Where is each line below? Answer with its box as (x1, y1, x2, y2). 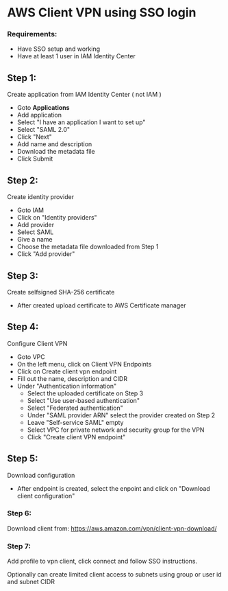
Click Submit (16, 154, 53, 163)
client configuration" (16, 491, 75, 500)
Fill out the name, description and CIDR (16, 374, 128, 382)
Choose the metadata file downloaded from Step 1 (16, 242, 159, 251)
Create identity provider (7, 193, 74, 201)
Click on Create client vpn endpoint (16, 367, 117, 375)
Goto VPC (16, 352, 46, 361)
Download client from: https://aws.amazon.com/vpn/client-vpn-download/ (7, 524, 217, 533)
